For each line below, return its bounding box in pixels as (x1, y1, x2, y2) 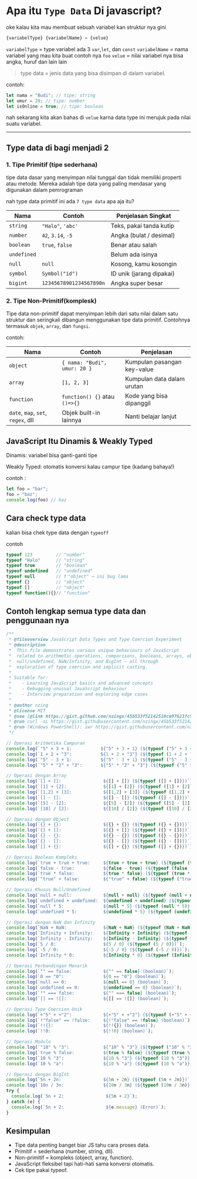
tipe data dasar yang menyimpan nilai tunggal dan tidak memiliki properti (6, 174, 182, 181)
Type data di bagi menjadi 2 (6, 143, 109, 153)
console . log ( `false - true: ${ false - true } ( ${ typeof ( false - (6, 865, 193, 871)
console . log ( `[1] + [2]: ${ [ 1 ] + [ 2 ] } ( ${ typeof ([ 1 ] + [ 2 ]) (6, 784, 193, 790)
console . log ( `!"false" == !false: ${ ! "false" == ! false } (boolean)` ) (6, 1017, 191, 1023)
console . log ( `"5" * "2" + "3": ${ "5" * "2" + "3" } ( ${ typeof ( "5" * (6, 762, 193, 768)
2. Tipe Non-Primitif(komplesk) (6, 297, 97, 305)
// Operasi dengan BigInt (6, 1071, 69, 1077)
